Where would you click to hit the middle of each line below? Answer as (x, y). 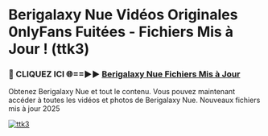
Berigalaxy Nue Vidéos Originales (123, 15)
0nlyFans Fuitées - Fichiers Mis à (121, 32)
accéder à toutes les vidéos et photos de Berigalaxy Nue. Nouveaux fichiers (134, 100)
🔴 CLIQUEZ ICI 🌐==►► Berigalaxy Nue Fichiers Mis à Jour (124, 74)
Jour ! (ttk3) (49, 49)
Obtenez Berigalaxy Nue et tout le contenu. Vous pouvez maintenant (122, 92)
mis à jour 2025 (34, 109)
